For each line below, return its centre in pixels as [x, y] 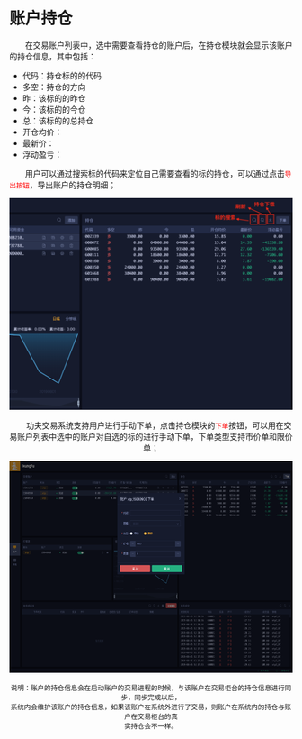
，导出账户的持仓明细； [73, 185]
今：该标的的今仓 [54, 109]
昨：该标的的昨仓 [54, 98]
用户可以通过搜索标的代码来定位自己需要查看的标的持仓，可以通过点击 [155, 173]
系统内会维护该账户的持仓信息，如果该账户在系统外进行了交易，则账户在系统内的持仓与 [147, 707]
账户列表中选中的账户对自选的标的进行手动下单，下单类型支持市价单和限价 [155, 436]
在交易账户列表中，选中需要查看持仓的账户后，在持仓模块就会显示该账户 [159, 45]
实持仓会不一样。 [151, 726]
